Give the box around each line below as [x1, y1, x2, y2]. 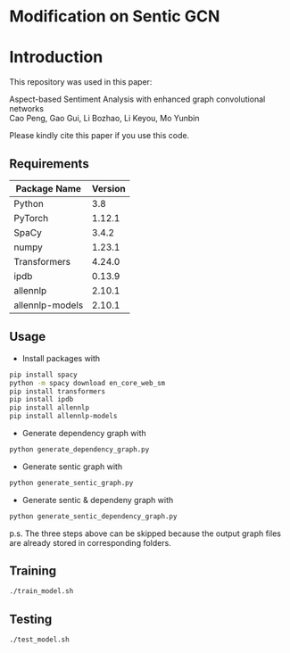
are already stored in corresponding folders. [9, 537, 171, 548]
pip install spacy [9, 370, 78, 379]
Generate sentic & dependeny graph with [21, 494, 174, 505]
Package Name [15, 182, 82, 194]
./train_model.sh [9, 587, 74, 596]
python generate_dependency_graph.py [9, 445, 150, 454]
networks [9, 103, 45, 114]
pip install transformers [9, 386, 105, 396]
